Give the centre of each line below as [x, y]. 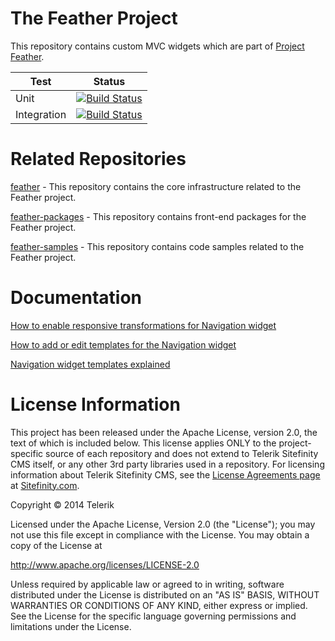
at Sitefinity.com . [45, 485]
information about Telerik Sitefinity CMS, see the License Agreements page [165, 474]
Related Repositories [98, 159]
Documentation [76, 298]
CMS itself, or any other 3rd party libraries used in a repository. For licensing [167, 464]
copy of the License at [56, 545]
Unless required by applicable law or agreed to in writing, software [147, 584]
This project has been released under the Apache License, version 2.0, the [164, 432]
